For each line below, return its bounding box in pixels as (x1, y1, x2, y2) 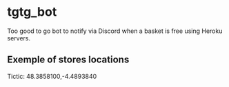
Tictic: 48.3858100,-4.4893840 (7, 72, 97, 80)
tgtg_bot (7, 4, 57, 20)
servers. (7, 34, 31, 42)
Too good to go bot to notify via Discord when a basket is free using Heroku (7, 27, 223, 35)
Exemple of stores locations (7, 54, 130, 66)
